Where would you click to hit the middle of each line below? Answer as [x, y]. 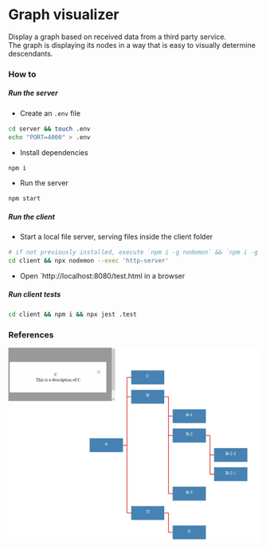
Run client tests [35, 294]
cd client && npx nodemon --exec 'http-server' [89, 261]
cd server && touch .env [49, 129]
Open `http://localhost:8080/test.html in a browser [102, 276]
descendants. [31, 53]
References [31, 334]
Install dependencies [54, 152]
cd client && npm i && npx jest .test [72, 315]
